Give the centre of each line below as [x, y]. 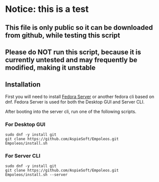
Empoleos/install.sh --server [37, 175]
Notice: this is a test [47, 9]
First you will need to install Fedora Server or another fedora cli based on [80, 96]
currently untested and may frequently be [71, 60]
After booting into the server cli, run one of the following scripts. [71, 111]
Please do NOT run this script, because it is [73, 52]
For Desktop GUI [25, 124]
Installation [23, 85]
